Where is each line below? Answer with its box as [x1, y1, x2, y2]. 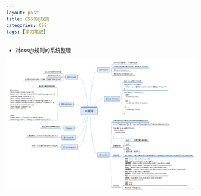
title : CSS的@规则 [6, 16, 50, 22]
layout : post [6, 10, 39, 16]
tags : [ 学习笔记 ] [6, 29, 46, 35]
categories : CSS [6, 22, 47, 28]
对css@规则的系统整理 [14, 47, 72, 54]
